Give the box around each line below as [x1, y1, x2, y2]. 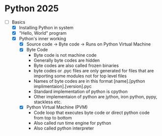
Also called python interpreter [33, 125, 94, 131]
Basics [11, 19, 26, 25]
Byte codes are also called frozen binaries [33, 63, 119, 68]
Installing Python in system [19, 25, 74, 30]
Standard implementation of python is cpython [33, 89, 128, 94]
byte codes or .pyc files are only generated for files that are [33, 68, 154, 74]
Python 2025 [4, 3, 59, 14]
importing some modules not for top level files [33, 73, 127, 79]
